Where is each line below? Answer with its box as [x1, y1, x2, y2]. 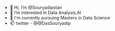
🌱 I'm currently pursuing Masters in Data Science [9, 15, 111, 20]
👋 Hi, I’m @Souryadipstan [9, 5, 62, 10]
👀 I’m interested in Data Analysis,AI [9, 10, 81, 15]
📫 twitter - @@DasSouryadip [9, 20, 71, 26]
